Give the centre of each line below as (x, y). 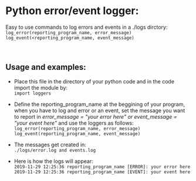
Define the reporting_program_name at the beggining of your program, (99, 104)
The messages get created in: (50, 145)
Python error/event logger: (72, 11)
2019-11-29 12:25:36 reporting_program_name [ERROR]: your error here (102, 167)
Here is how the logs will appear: (53, 161)
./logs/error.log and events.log (55, 150)
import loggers (33, 93)
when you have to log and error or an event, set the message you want (99, 110)
